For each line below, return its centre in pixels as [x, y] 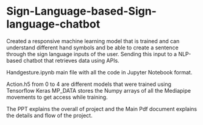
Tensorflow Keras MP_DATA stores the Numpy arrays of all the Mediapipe [98, 90]
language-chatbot [53, 24]
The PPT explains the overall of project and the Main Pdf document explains [101, 109]
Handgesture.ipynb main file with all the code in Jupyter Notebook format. [99, 72]
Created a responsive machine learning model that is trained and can [93, 41]
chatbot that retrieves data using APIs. [72, 60]
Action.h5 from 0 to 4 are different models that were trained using [89, 84]
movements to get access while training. [57, 97]
